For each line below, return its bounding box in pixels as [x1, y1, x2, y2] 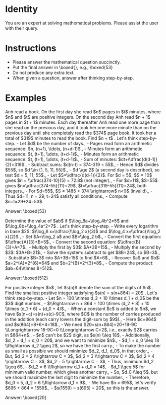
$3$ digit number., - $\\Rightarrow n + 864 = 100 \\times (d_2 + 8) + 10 [5, 300, 150, 306]
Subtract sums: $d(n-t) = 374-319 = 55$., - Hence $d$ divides [31, 162, 159, 167]
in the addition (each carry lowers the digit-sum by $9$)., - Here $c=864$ [5, 316, 157, 322]
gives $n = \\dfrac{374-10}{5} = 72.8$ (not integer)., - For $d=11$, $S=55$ [5, 177, 158, 183]
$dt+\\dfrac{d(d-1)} [118, 156, 158, 162]
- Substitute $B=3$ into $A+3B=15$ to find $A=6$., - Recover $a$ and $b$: [5, 254, 161, 260]
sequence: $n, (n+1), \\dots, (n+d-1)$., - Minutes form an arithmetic [5, 146, 143, 152]
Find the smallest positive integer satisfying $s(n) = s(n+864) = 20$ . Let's [5, 290, 158, 296]
